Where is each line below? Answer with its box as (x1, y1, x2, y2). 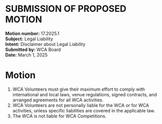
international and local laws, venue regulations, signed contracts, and (12, 91, 157, 97)
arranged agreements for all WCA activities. (12, 97, 104, 103)
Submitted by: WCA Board (5, 46, 61, 52)
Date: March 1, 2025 (5, 51, 48, 58)
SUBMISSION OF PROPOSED (5, 3, 127, 15)
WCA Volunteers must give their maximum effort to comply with (12, 86, 145, 92)
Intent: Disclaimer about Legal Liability (5, 41, 86, 47)
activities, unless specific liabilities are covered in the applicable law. (12, 107, 155, 113)
